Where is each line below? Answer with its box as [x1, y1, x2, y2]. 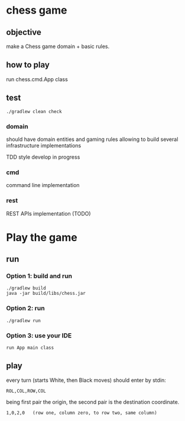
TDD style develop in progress [6, 153, 80, 160]
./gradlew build [6, 285, 46, 291]
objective [6, 27, 41, 37]
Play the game [6, 230, 78, 244]
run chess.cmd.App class [6, 75, 68, 83]
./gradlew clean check [6, 108, 62, 114]
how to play [6, 60, 50, 70]
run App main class [6, 345, 54, 351]
